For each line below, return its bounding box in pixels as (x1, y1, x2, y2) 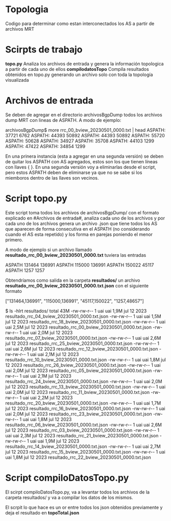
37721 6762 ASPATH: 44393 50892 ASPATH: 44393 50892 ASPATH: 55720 (5, 132, 165, 138)
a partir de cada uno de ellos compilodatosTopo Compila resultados (5, 66, 149, 72)
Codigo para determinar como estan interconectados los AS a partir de (5, 20, 155, 27)
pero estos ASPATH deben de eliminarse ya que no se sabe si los (5, 169, 142, 176)
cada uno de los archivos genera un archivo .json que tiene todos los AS (5, 220, 157, 227)
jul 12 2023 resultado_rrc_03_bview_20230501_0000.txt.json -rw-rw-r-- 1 (5, 427, 160, 433)
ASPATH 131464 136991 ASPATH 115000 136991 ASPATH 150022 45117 (5, 262, 154, 268)
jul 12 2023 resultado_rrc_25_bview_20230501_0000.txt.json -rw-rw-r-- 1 (5, 340, 160, 346)
